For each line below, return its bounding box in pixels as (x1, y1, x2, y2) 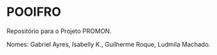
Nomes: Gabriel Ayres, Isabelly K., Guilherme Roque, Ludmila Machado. (6, 40, 211, 48)
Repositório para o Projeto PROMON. (6, 27, 112, 35)
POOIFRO (6, 4, 62, 20)
